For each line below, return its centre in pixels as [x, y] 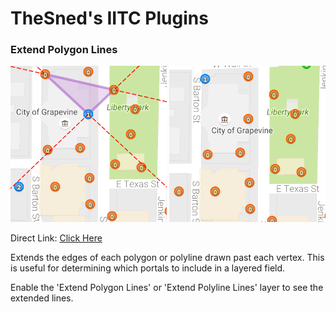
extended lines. [42, 298]
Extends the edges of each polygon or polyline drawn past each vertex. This [167, 258]
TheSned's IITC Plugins [109, 18]
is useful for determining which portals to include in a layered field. [148, 268]
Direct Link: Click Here [56, 238]
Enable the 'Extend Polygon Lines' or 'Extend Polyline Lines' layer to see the [167, 288]
